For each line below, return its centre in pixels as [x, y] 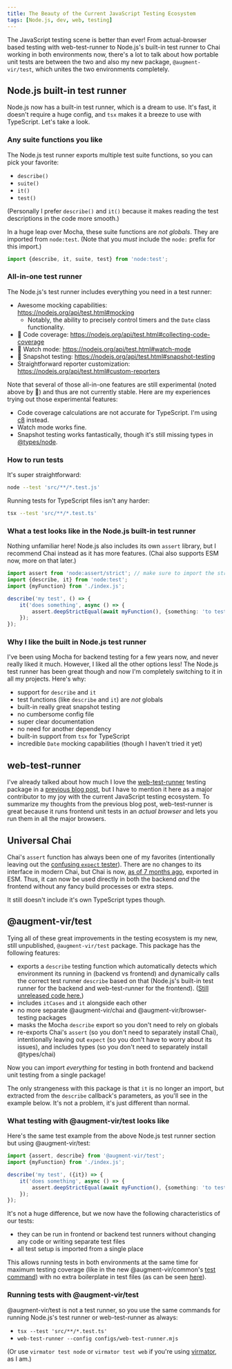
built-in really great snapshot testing [69, 707]
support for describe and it [57, 692]
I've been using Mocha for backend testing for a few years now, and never [113, 657]
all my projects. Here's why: [47, 679]
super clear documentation [56, 721]
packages [52, 1017]
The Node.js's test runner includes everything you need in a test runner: [109, 291]
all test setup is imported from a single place [80, 1249]
